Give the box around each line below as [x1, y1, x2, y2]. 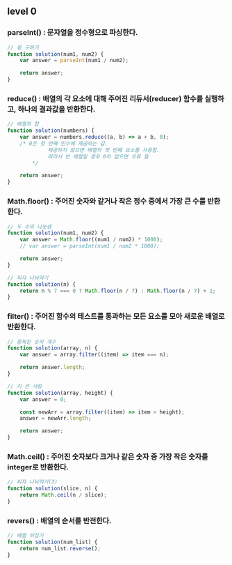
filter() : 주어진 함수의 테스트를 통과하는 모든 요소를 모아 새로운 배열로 [7, 312, 225, 322]
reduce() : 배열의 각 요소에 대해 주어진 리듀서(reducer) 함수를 [7, 93, 204, 103]
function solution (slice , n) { [7, 485, 98, 492]
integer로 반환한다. [7, 462, 69, 472]
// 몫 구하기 [7, 44, 40, 51]
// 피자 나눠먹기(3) [7, 479, 58, 485]
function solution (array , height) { [7, 389, 113, 396]
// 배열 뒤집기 [7, 532, 44, 539]
